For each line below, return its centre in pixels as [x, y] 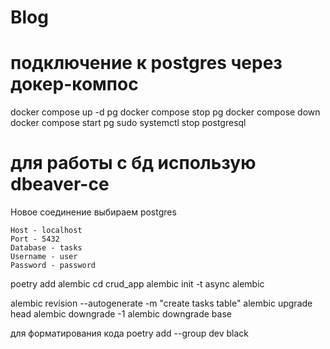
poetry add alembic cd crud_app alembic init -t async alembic [137, 284]
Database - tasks [46, 248]
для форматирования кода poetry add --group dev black [129, 333]
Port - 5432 [35, 239]
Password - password [53, 266]
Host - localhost [46, 231]
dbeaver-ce [60, 184]
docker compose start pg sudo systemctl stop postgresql [128, 123]
